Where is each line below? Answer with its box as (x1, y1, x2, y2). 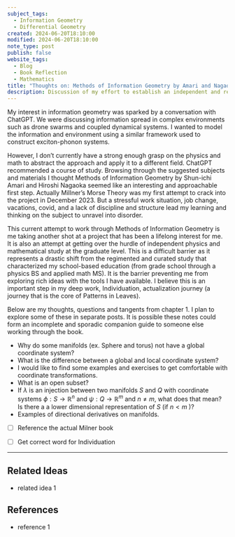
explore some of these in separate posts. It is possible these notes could (7, 313, 216, 321)
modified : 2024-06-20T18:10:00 (7, 37, 99, 44)
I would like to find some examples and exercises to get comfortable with (17, 364, 228, 372)
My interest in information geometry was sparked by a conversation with (7, 108, 217, 117)
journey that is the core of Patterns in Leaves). (7, 292, 141, 300)
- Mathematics (13, 75, 55, 83)
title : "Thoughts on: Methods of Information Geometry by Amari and (7, 82, 211, 89)
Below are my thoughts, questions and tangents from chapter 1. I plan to (7, 305, 215, 314)
